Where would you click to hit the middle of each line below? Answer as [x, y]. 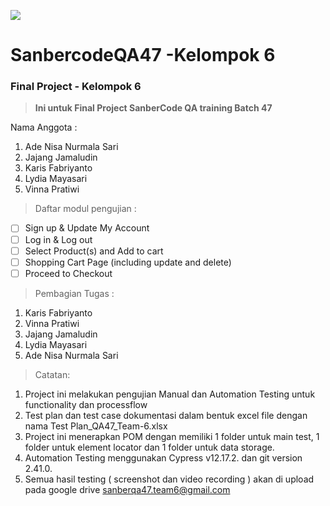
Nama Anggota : [44, 127]
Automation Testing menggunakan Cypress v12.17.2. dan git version [163, 457]
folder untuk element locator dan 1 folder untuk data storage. [149, 447]
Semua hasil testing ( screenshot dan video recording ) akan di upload [169, 479]
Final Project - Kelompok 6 [76, 87]
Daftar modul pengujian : [85, 209]
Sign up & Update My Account [87, 228]
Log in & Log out [58, 239]
